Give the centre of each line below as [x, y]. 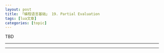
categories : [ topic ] [26, 23]
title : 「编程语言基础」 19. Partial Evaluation [52, 14]
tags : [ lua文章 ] [21, 18]
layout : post [18, 9]
